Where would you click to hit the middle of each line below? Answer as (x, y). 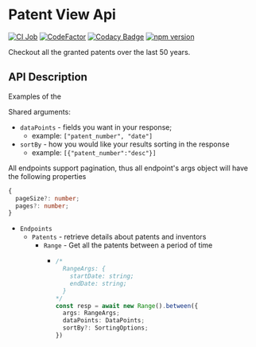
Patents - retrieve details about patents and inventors (119, 237)
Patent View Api (62, 15)
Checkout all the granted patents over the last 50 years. (99, 52)
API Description (48, 77)
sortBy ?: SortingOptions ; (105, 328)
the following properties (47, 176)
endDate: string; (98, 283)
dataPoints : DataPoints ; (104, 321)
